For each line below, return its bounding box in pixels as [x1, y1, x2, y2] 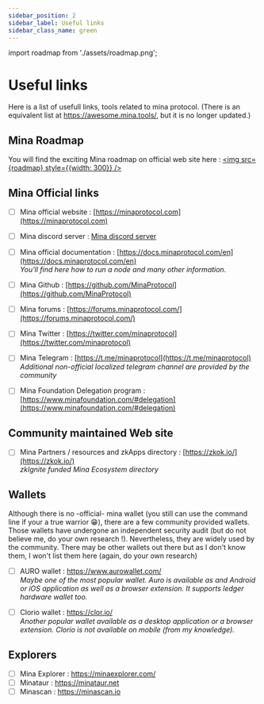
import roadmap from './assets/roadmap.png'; [8, 48, 158, 58]
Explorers [8, 648, 57, 661]
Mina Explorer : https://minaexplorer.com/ [19, 669, 156, 679]
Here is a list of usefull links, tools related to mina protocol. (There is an [8, 102, 240, 112]
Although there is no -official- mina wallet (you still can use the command [8, 509, 248, 518]
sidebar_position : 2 [8, 11, 77, 20]
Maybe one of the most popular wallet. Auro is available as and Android [19, 575, 256, 585]
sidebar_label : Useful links [8, 19, 105, 27]
